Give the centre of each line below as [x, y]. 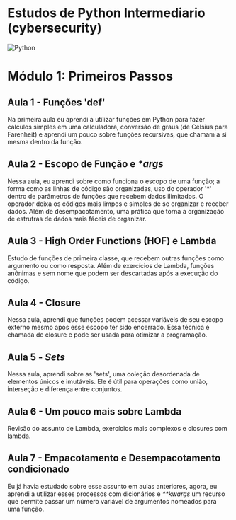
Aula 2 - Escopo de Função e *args [86, 164]
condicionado [38, 469]
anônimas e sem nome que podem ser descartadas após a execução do [113, 273]
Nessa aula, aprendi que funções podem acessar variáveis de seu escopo [115, 320]
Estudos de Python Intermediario [106, 13]
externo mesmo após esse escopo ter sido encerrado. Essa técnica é [108, 328]
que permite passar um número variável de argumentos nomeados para [112, 501]
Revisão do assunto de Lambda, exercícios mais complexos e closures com [118, 428]
